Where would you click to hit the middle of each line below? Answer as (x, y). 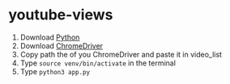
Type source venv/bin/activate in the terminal (98, 63)
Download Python (50, 37)
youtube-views (61, 15)
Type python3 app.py (55, 71)
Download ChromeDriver (62, 45)
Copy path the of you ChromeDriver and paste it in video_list (121, 54)
